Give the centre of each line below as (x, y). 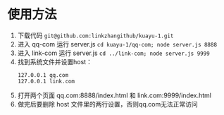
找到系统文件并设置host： (55, 61)
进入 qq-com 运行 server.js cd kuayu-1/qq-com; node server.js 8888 (117, 44)
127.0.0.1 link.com (46, 81)
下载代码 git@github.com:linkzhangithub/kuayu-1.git (95, 35)
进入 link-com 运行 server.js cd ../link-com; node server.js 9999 (113, 53)
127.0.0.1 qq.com (43, 75)
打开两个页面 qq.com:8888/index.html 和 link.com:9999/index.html (114, 95)
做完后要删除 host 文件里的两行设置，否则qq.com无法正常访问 (108, 104)
